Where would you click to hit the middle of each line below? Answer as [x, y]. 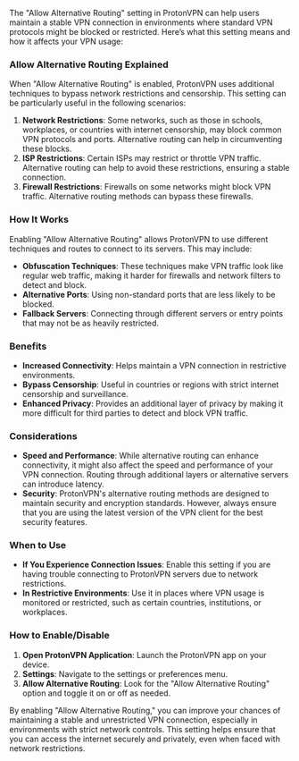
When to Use [38, 545]
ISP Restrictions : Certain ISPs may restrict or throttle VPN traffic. [141, 158]
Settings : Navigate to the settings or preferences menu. [125, 673]
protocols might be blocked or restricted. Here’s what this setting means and [150, 32]
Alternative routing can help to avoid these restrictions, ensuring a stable [156, 168]
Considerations [43, 435]
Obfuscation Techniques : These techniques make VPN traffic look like [153, 266]
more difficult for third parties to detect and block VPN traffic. [135, 413]
